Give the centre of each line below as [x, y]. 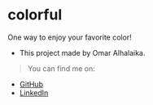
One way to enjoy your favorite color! [70, 37]
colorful [35, 15]
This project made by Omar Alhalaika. [82, 52]
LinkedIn [34, 92]
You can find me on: [61, 68]
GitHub [31, 84]
